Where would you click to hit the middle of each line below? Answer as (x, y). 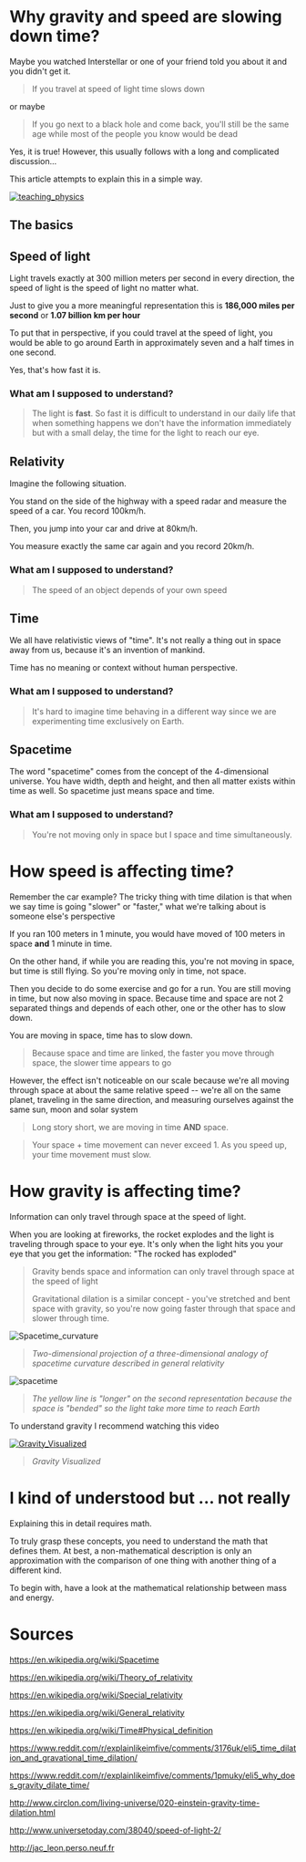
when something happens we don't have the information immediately (161, 423)
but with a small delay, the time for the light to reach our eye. (145, 433)
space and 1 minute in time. (61, 943)
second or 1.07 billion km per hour (75, 316)
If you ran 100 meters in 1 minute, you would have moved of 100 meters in (147, 933)
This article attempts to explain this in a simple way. (106, 179)
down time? (55, 36)
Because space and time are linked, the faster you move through (153, 1053)
